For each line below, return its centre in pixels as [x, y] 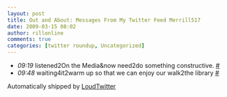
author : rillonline [36, 33]
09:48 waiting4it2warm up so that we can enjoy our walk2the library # [118, 73]
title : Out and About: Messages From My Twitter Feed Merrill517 [104, 20]
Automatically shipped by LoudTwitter [62, 86]
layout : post [26, 14]
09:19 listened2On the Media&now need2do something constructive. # [118, 65]
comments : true [29, 39]
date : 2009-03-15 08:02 [42, 26]
